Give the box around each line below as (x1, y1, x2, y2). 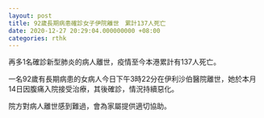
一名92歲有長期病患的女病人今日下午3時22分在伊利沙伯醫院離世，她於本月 (8, 74, 257, 84)
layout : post (8, 11, 52, 20)
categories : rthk (8, 34, 67, 43)
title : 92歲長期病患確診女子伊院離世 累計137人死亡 (8, 19, 166, 27)
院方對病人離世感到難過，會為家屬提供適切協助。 (8, 101, 171, 111)
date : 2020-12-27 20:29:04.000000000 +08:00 (8, 26, 161, 35)
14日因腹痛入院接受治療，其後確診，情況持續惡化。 (8, 84, 179, 94)
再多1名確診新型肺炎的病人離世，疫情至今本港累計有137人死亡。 (8, 57, 220, 67)
